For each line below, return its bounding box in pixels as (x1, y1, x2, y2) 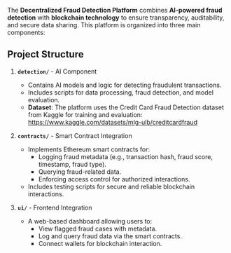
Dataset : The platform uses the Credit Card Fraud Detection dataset (27, 103, 224, 111)
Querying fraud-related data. (38, 167, 122, 176)
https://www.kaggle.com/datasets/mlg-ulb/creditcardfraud (27, 118, 198, 126)
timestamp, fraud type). (38, 160, 107, 168)
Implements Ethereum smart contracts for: (27, 145, 150, 153)
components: (7, 28, 45, 36)
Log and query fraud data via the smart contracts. (38, 231, 182, 240)
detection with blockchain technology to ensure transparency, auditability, (7, 13, 225, 22)
